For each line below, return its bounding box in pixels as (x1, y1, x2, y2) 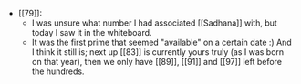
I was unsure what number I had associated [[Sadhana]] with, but (31, 17, 278, 28)
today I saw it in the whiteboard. (31, 27, 152, 37)
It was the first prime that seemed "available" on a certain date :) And (31, 37, 292, 47)
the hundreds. (31, 66, 85, 77)
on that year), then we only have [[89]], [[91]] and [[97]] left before (31, 57, 283, 67)
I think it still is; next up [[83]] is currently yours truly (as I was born (31, 47, 285, 58)
